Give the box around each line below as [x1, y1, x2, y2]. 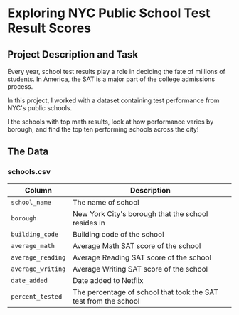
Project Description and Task [7, 48, 139, 60]
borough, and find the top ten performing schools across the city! [7, 125, 199, 133]
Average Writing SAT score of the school [72, 264, 208, 274]
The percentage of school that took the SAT [72, 287, 219, 297]
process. [7, 82, 33, 90]
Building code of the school [72, 229, 165, 239]
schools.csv [7, 167, 51, 177]
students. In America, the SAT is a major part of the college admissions [7, 75, 216, 83]
